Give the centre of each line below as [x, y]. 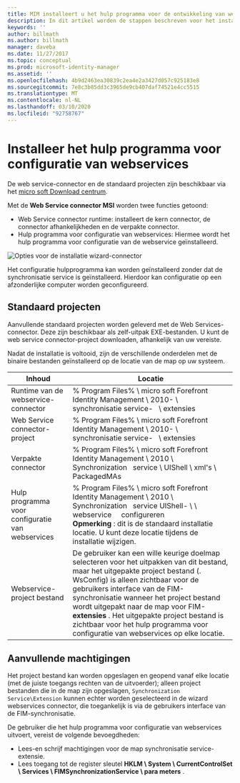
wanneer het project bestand [172, 597]
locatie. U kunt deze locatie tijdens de [135, 532]
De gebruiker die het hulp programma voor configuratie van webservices [115, 727]
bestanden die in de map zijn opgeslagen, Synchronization [94, 691]
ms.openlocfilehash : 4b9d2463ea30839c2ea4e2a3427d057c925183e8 [104, 80]
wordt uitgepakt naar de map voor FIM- [139, 606]
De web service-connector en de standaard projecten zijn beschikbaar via [117, 183]
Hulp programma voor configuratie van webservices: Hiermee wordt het [124, 234]
